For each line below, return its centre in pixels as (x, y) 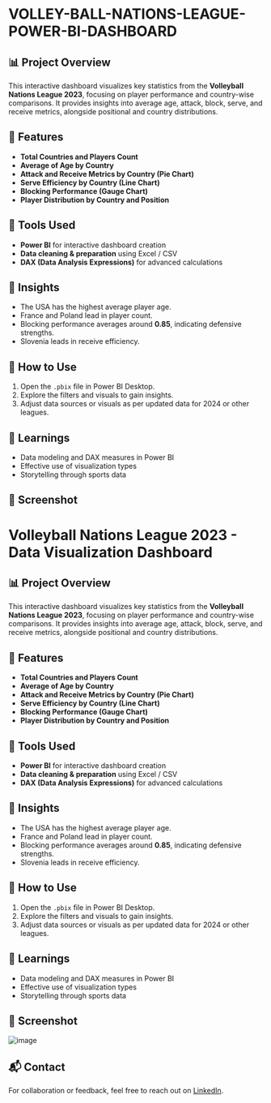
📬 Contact (37, 1067)
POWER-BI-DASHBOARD (93, 31)
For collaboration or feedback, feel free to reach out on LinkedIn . (116, 1091)
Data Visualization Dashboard (110, 552)
